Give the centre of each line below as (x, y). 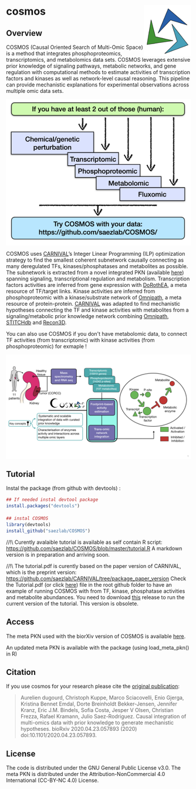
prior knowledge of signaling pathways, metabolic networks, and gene (91, 66)
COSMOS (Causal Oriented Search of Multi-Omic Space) (75, 47)
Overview (24, 33)
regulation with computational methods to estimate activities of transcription (98, 72)
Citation (21, 672)
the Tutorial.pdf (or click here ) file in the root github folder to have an (89, 584)
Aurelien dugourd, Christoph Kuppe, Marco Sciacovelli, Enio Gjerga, (102, 698)
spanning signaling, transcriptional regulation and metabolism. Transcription (98, 279)
